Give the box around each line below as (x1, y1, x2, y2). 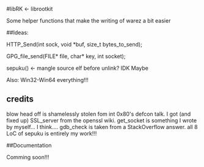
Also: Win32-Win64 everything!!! (6, 76, 89, 83)
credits (6, 94, 34, 105)
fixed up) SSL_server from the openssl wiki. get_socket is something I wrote (6, 116, 197, 124)
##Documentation (6, 141, 52, 149)
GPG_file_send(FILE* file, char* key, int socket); (6, 53, 126, 60)
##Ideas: (6, 29, 29, 36)
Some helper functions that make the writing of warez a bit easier (6, 17, 171, 24)
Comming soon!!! (6, 153, 49, 161)
